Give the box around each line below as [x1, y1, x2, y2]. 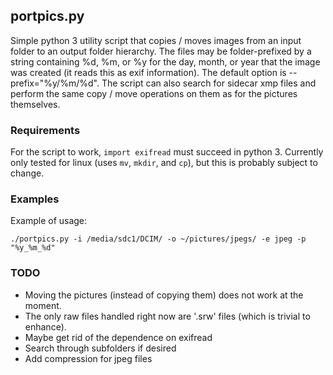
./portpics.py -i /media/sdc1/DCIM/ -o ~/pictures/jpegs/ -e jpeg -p [10, 234, 307, 244]
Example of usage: [10, 215, 88, 227]
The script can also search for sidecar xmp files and [101, 77, 317, 89]
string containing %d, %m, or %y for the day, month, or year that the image [10, 55, 321, 68]
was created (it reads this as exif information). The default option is [10, 66, 287, 78]
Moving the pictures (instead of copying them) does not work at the [24, 289, 304, 301]
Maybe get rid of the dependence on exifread [24, 331, 213, 343]
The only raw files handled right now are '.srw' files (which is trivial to [24, 310, 311, 322]
